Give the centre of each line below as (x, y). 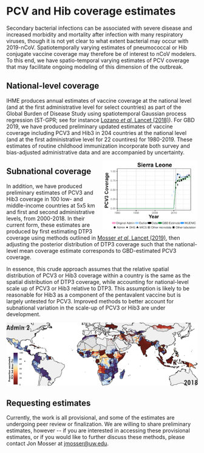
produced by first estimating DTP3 (49, 231)
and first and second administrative (51, 212)
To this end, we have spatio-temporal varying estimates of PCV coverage (98, 60)
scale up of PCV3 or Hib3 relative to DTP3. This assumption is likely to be (98, 288)
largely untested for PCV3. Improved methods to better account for (90, 301)
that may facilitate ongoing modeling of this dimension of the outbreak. (95, 67)
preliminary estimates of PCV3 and (50, 192)
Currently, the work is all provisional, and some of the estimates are (90, 418)
